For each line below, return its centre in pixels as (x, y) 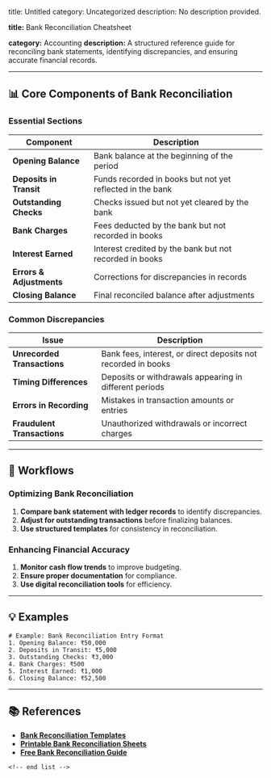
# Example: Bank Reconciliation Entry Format (86, 636)
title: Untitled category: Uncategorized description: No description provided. (135, 12)
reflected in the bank (133, 189)
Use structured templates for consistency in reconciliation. (119, 528)
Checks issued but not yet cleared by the (171, 202)
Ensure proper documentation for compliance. (98, 575)
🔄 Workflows (41, 471)
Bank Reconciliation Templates (73, 735)
